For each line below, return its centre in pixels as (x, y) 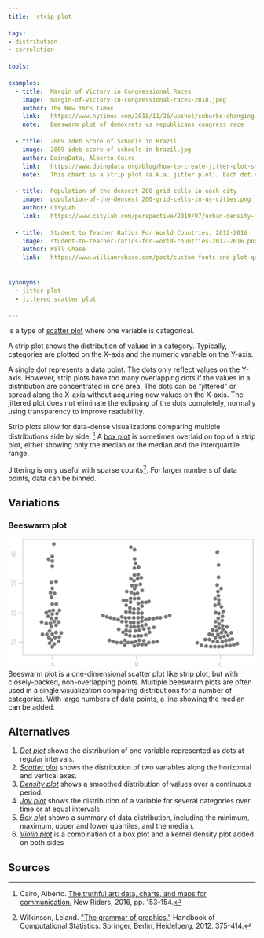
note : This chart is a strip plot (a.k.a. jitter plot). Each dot (137, 174)
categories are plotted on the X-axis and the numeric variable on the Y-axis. (131, 354)
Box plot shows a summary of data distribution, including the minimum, (134, 818)
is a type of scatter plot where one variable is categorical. (101, 331)
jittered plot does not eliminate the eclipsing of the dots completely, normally (132, 403)
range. (19, 453)
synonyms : (24, 282)
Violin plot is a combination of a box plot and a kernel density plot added (136, 834)
